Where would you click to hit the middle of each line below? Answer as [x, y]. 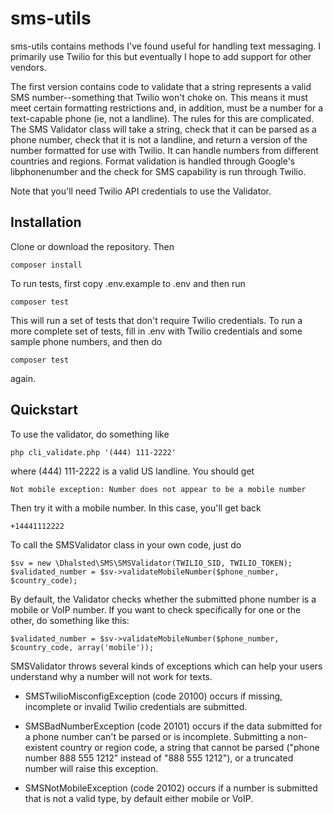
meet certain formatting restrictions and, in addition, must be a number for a [167, 108]
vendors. [28, 67]
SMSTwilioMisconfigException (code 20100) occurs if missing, [153, 696]
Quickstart [44, 410]
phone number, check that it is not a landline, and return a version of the [159, 139]
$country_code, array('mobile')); [82, 647]
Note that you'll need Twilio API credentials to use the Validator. [141, 191]
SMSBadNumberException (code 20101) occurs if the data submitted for [173, 726]
